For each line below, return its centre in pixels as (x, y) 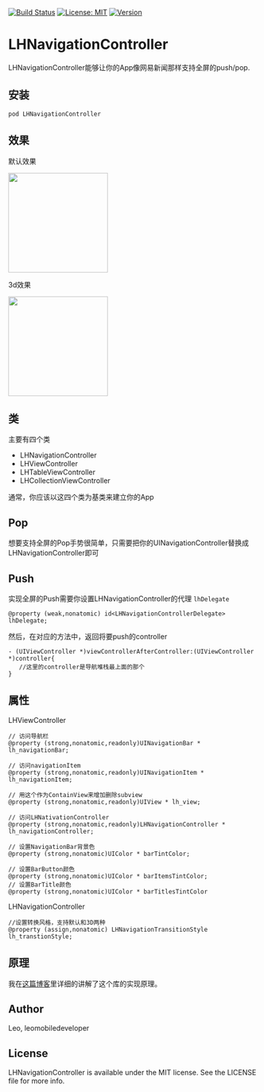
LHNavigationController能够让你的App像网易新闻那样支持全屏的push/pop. (129, 67)
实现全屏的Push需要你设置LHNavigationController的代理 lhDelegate (119, 599)
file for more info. (37, 1081)
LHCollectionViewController (65, 481)
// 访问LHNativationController (59, 817)
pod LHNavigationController (55, 114)
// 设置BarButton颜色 (42, 869)
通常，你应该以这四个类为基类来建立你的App (81, 497)
